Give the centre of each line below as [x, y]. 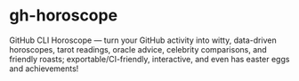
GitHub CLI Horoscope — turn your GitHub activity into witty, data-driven [143, 40]
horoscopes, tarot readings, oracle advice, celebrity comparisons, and [138, 49]
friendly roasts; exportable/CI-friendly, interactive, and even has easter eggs [149, 59]
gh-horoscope [64, 16]
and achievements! [44, 69]
